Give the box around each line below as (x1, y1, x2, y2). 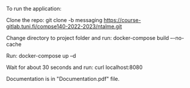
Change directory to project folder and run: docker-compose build (6, 34, 169, 41)
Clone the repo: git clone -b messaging (6, 17, 103, 23)
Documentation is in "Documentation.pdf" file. (6, 76, 119, 82)
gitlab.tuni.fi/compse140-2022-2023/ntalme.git (6, 23, 122, 30)
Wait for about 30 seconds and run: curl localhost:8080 (6, 64, 143, 71)
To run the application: (6, 5, 62, 12)
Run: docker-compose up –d (6, 52, 76, 59)
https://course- (103, 17, 142, 23)
